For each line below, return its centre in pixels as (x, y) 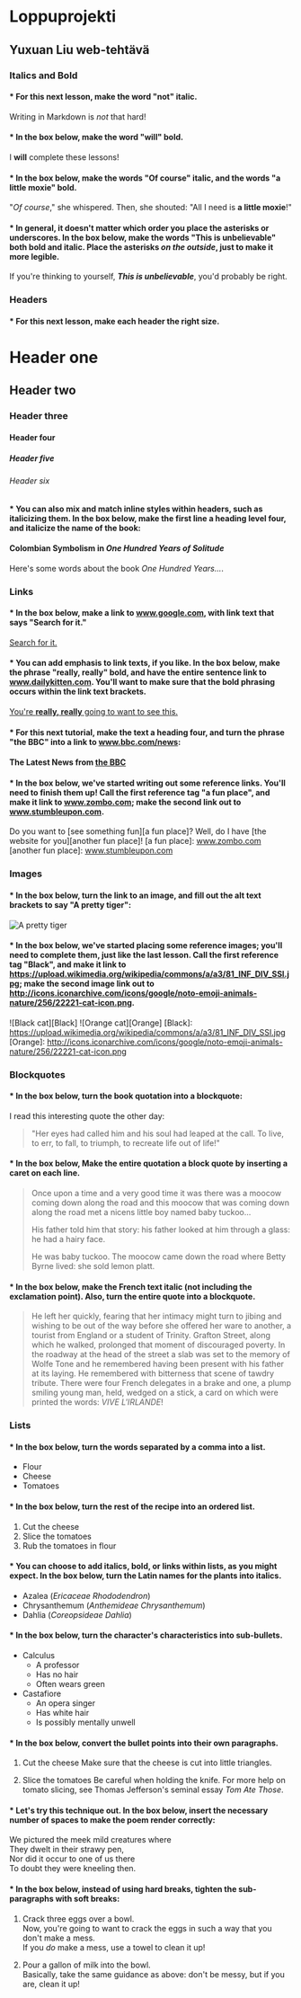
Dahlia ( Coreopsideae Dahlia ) (77, 1614)
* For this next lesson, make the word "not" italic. (103, 97)
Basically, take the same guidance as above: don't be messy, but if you (153, 1974)
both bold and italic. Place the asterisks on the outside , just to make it (142, 247)
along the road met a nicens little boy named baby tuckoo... (141, 1212)
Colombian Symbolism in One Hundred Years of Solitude (117, 548)
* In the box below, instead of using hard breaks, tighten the (123, 1889)
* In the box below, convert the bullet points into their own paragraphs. (144, 1743)
